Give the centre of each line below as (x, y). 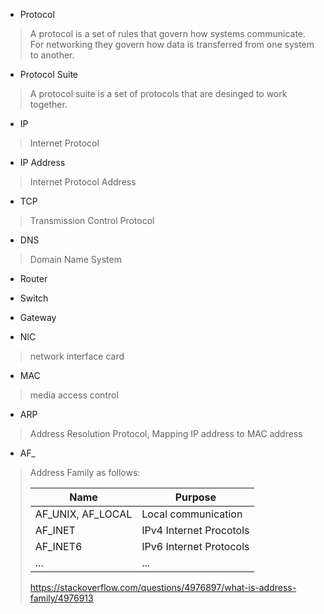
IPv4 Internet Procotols (195, 530)
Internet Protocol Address (83, 182)
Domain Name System (75, 259)
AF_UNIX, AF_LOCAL (83, 514)
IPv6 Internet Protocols (195, 546)
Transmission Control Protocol (92, 220)
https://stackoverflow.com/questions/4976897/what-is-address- (163, 587)
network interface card (77, 356)
